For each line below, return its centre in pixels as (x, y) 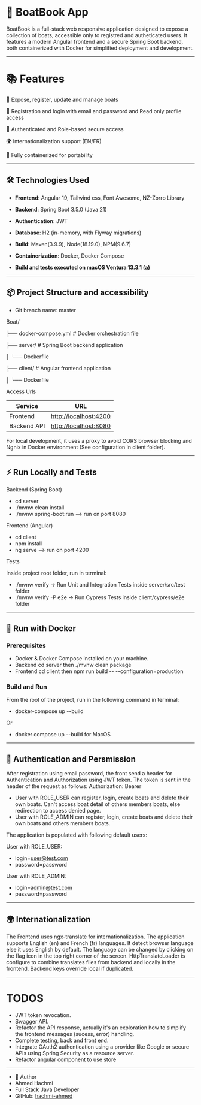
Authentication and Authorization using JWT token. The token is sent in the (99, 780)
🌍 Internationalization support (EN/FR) (54, 141)
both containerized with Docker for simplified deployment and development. (100, 48)
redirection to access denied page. (58, 811)
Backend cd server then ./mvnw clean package (73, 665)
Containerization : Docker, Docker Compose (69, 256)
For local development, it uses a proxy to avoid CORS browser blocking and (99, 440)
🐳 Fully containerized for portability (49, 155)
